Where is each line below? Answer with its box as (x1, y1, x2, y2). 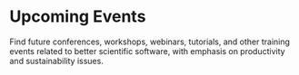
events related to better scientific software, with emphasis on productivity (9, 45, 285, 56)
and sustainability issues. (9, 55, 105, 66)
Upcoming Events (9, 6, 146, 27)
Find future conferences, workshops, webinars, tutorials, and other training (9, 36, 291, 47)
